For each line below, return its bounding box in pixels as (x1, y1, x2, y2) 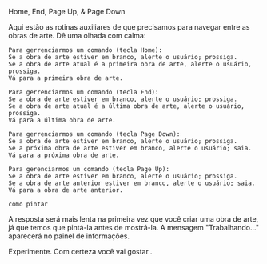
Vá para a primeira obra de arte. (8, 74, 124, 82)
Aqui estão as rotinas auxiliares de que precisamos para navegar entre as (8, 22, 250, 31)
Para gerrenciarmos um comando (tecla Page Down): (8, 130, 181, 138)
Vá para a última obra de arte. (8, 116, 116, 124)
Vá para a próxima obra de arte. (8, 151, 120, 159)
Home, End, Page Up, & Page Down (8, 7, 126, 16)
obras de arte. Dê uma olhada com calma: (8, 31, 146, 40)
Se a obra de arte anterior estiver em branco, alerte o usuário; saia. (8, 179, 256, 187)
